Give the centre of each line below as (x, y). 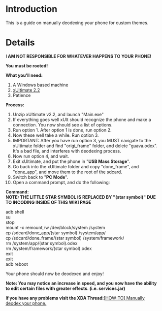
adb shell (15, 212)
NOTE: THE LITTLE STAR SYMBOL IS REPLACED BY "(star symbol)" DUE (81, 197)
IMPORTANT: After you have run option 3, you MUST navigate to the (82, 140)
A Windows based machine (40, 85)
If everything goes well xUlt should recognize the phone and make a (82, 120)
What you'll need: (24, 75)
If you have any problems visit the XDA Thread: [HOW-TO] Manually (75, 298)
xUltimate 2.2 (26, 90)
